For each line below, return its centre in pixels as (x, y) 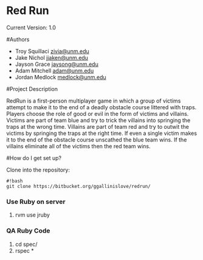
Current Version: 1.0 (31, 27)
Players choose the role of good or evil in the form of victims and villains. (98, 114)
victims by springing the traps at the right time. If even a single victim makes (102, 133)
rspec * (25, 250)
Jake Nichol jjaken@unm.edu (51, 57)
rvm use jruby (33, 215)
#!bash (15, 181)
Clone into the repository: (38, 170)
